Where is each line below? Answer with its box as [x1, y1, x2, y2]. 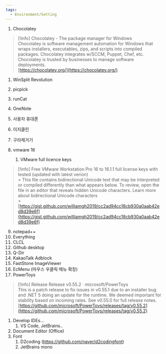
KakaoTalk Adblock [12, 255, 53, 261]
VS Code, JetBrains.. [20, 323, 63, 329]
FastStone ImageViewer [12, 260, 61, 266]
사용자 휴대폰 [12, 115, 39, 122]
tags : [5, 7, 17, 12]
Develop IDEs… [12, 317, 44, 323]
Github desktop [12, 244, 45, 250]
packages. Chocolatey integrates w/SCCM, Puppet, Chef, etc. [17, 51, 144, 57]
